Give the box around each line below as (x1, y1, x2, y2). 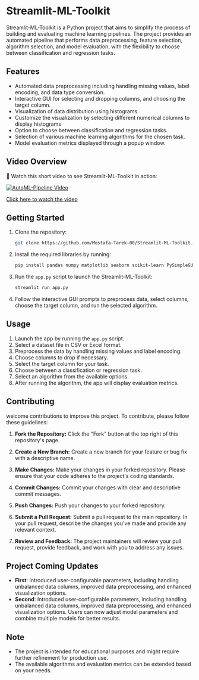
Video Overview (6, 157, 67, 167)
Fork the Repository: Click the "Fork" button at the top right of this (14, 430, 178, 437)
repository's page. (14, 436, 60, 443)
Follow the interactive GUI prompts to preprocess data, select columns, (14, 296, 189, 302)
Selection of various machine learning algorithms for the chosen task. (14, 133, 185, 140)
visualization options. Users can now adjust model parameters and (14, 608, 178, 616)
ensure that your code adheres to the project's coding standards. (14, 472, 175, 479)
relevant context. (14, 526, 56, 533)
